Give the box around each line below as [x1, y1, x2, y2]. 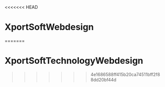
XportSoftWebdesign [4, 22, 94, 33]
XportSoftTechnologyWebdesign [4, 55, 144, 66]
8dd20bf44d [90, 77, 117, 83]
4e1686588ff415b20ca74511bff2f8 [90, 71, 160, 77]
